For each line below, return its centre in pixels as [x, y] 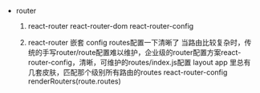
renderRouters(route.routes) [75, 81]
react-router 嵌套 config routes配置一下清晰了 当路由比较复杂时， [136, 43]
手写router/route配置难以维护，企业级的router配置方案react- [142, 52]
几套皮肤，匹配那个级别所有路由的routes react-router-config [128, 72]
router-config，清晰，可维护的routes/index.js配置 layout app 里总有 [139, 62]
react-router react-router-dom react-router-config [111, 26]
